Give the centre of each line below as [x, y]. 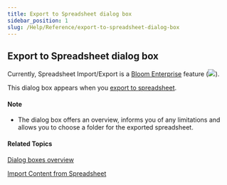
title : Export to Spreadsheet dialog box [70, 14]
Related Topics [30, 144]
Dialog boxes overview [41, 159]
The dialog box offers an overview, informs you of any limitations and [119, 120]
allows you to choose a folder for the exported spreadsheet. [105, 127]
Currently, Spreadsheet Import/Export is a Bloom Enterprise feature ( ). [114, 74]
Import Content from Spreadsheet [57, 173]
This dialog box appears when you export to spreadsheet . [92, 88]
